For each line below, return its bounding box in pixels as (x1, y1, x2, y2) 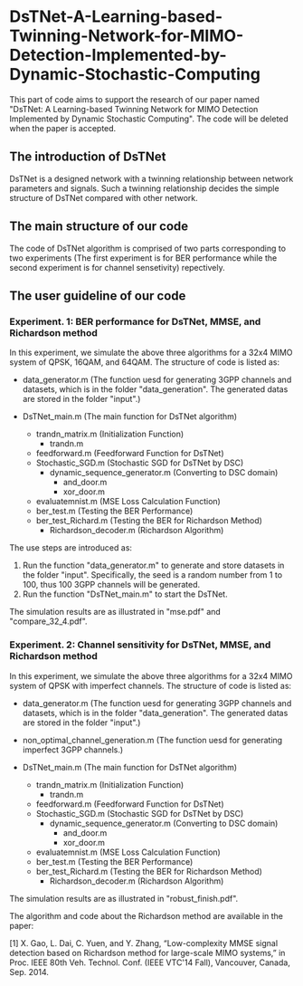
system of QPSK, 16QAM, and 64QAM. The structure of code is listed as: (9, 357, 280, 368)
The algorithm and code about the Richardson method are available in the (9, 910, 283, 921)
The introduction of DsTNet (9, 149, 166, 165)
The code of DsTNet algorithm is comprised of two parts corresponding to (9, 243, 287, 254)
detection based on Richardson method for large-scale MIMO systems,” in (9, 947, 286, 958)
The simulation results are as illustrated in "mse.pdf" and (9, 607, 222, 617)
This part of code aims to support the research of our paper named (9, 93, 260, 105)
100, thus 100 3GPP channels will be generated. (22, 579, 201, 590)
